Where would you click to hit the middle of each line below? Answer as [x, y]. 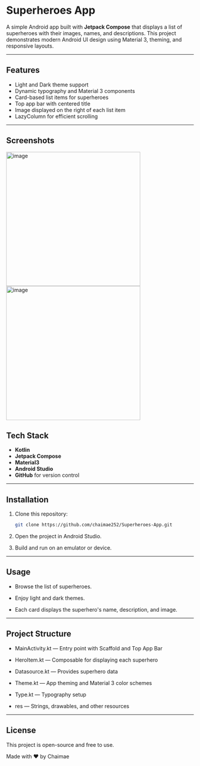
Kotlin [22, 450]
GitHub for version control [47, 475]
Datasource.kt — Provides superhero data [66, 671]
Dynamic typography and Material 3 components [75, 91]
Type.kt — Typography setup [50, 694]
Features [23, 70]
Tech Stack [27, 435]
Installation [27, 499]
